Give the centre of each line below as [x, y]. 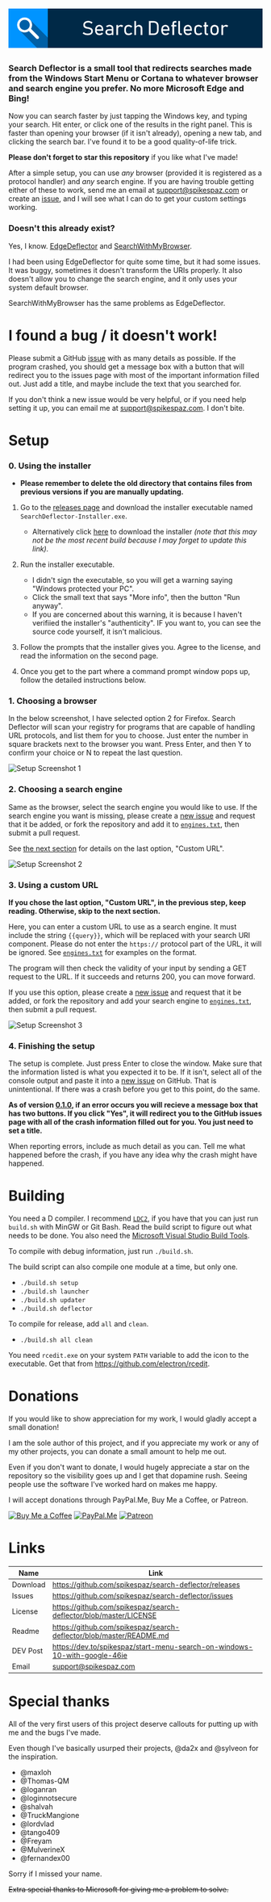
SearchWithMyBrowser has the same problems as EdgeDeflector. [117, 303]
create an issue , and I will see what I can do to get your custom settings [127, 199]
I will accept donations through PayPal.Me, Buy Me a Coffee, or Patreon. [128, 1500]
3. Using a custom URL [53, 885]
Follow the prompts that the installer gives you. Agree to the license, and [140, 647]
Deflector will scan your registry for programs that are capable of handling [132, 727]
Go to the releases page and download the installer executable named [136, 508]
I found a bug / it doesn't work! [113, 335]
